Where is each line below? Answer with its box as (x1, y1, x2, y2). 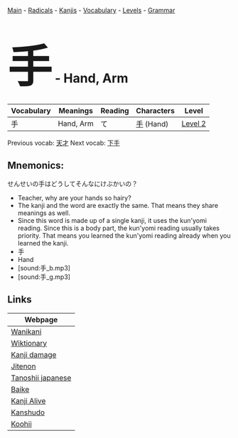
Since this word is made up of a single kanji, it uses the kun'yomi (17, 216, 207, 224)
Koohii (11, 419, 32, 429)
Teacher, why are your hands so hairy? (17, 193, 131, 202)
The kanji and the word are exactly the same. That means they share (17, 201, 219, 209)
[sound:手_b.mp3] (17, 263, 71, 272)
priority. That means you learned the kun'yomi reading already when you (17, 231, 231, 240)
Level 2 (181, 119, 206, 128)
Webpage (24, 314, 58, 324)
